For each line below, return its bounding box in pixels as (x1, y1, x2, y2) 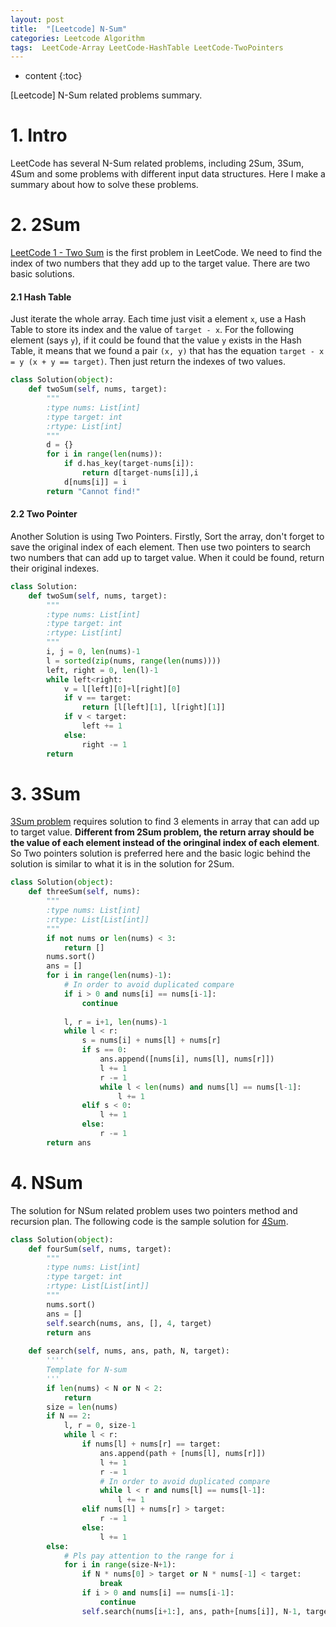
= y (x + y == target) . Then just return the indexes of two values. (10, 356, 286, 368)
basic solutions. (10, 268, 75, 280)
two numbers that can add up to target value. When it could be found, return (10, 551, 325, 563)
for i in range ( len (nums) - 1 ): (46, 971, 172, 981)
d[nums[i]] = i (63, 477, 128, 487)
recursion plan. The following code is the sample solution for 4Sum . (10, 1215, 289, 1227)
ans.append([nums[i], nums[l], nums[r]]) (99, 1054, 275, 1065)
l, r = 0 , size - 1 (63, 1421, 137, 1431)
